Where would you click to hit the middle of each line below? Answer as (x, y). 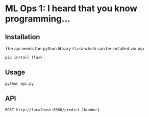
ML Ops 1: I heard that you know (71, 9)
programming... (38, 19)
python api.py (20, 83)
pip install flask (24, 58)
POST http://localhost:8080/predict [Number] (52, 110)
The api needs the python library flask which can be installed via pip (74, 49)
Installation (23, 37)
